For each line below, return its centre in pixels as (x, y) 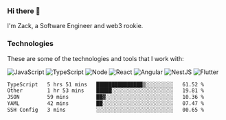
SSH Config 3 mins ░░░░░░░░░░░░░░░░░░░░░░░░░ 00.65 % (106, 110)
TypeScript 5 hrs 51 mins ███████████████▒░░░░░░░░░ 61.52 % (106, 84)
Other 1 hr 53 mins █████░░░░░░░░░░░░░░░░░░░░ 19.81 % (106, 91)
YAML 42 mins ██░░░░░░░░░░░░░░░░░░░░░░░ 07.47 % (106, 104)
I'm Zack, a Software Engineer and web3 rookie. (75, 26)
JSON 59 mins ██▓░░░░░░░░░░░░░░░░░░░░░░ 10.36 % (106, 97)
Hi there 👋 (24, 11)
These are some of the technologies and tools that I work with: (95, 58)
